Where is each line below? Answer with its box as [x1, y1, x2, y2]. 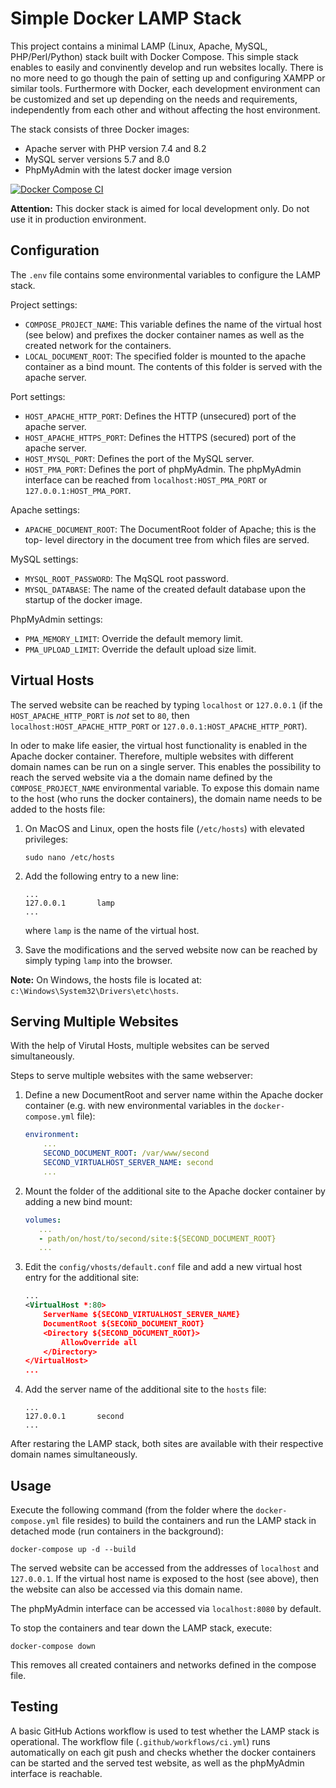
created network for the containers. [24, 339, 172, 351]
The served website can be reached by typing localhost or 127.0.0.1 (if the [10, 698, 323, 711]
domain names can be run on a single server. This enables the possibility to [10, 760, 322, 772]
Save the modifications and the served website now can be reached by [24, 943, 318, 956]
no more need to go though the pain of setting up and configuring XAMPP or [10, 72, 326, 84]
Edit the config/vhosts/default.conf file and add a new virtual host [24, 1261, 303, 1273]
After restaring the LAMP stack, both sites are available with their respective [10, 1438, 324, 1450]
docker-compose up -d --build [10, 1544, 137, 1554]
